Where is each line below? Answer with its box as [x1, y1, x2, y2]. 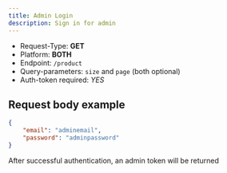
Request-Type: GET [19, 41, 85, 50]
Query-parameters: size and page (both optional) [19, 66, 181, 76]
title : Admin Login [8, 11, 74, 20]
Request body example [8, 97, 125, 112]
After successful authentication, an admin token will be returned [8, 155, 220, 165]
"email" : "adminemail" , [22, 127, 102, 135]
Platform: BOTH [19, 49, 72, 59]
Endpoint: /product [19, 57, 82, 68]
